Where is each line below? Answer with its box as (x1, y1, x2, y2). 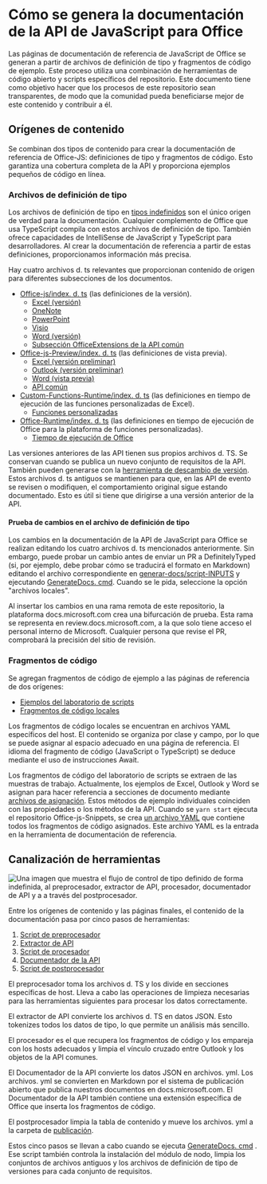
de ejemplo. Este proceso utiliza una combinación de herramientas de (8, 65, 238, 75)
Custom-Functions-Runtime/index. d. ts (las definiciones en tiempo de (19, 390, 251, 400)
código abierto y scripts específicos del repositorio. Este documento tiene (8, 74, 251, 84)
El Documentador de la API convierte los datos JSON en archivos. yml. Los (8, 1068, 253, 1077)
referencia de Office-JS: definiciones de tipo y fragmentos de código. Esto (8, 152, 253, 162)
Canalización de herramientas (8, 853, 161, 866)
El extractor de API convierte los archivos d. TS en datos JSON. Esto (8, 1012, 233, 1021)
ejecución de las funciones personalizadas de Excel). (19, 399, 195, 409)
